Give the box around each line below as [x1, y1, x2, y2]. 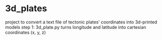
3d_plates [5, 3, 47, 14]
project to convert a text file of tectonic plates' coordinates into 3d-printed [5, 19, 158, 25]
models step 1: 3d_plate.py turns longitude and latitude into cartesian [5, 24, 147, 30]
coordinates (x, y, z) [5, 29, 46, 35]
